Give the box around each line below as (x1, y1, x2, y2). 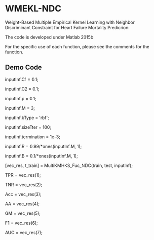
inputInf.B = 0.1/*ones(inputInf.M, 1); (5, 153, 78, 159)
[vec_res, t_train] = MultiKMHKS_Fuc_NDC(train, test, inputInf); (5, 162, 133, 168)
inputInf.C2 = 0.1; (5, 86, 39, 92)
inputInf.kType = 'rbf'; (5, 115, 49, 120)
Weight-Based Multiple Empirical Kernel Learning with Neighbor (5, 19, 135, 25)
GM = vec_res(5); (5, 210, 41, 216)
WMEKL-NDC (5, 3, 62, 14)
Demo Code (5, 63, 42, 72)
